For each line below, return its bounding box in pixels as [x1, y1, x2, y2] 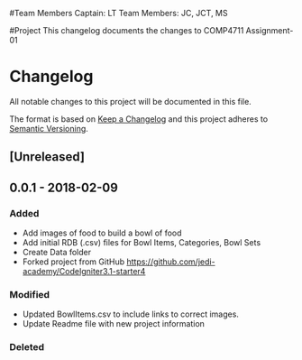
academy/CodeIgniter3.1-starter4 [22, 266, 146, 277]
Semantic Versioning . [9, 123, 88, 134]
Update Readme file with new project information [22, 318, 206, 329]
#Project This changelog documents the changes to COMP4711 [9, 25, 244, 35]
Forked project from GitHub [22, 256, 124, 267]
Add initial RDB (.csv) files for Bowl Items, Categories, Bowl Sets [22, 237, 261, 248]
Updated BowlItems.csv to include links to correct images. [22, 309, 239, 319]
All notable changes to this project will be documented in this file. [9, 96, 252, 106]
